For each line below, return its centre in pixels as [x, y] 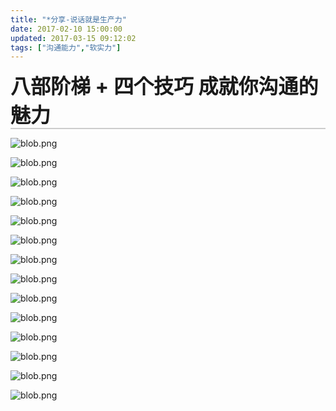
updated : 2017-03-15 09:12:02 [73, 38]
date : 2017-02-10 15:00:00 [66, 29]
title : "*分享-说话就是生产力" [68, 19]
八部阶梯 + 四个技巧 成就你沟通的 [164, 87]
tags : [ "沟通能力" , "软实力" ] [66, 47]
